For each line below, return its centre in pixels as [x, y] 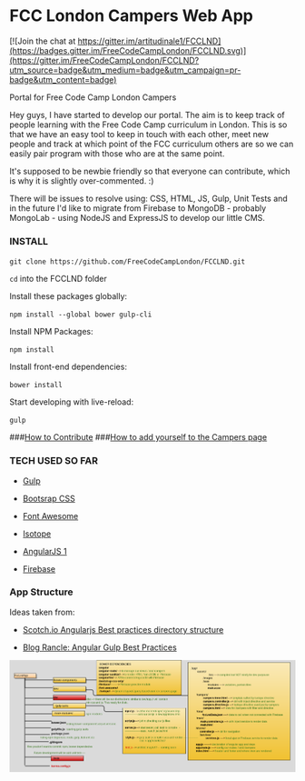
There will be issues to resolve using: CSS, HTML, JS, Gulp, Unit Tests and [148, 198]
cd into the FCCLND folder [58, 279]
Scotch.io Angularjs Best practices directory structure [123, 629]
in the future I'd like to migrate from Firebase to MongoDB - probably [138, 208]
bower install [36, 385]
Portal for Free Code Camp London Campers [93, 97]
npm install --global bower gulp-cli [81, 315]
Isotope [37, 534]
